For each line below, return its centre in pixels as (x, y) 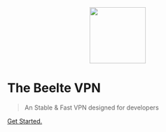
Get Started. (25, 121)
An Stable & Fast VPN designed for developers (91, 107)
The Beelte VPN (54, 88)
